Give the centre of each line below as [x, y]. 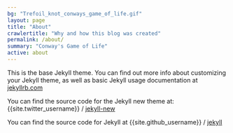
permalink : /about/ [36, 40]
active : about [28, 53]
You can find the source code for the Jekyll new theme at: [91, 101]
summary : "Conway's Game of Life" [58, 46]
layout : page [26, 20]
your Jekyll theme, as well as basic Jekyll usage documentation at [103, 80]
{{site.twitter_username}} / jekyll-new [61, 108]
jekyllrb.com [25, 87]
